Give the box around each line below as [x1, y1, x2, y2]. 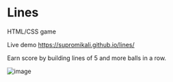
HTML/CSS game [7, 27, 57, 36]
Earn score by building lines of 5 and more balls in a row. [7, 53, 166, 62]
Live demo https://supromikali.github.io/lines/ [7, 40, 135, 49]
